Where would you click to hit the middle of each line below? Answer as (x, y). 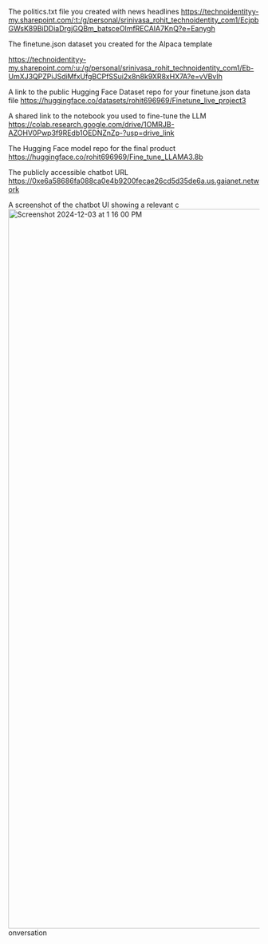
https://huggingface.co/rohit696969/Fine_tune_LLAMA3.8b (106, 157)
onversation (28, 933)
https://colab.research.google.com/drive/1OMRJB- (91, 124)
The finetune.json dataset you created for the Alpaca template (110, 44)
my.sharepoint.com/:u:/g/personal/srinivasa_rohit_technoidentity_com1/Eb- (131, 68)
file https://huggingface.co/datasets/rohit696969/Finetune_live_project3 (127, 100)
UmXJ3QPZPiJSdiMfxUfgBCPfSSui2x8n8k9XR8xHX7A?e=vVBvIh (116, 76)
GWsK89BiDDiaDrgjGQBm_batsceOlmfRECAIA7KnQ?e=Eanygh (112, 28)
